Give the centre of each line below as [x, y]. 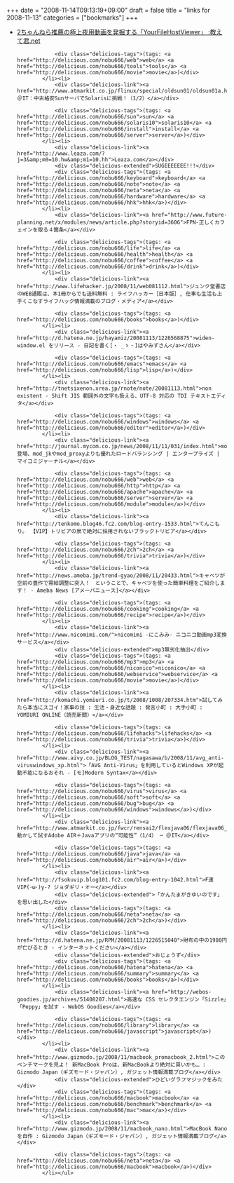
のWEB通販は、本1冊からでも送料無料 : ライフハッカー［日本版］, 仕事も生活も [117, 294]
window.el [31, 346]
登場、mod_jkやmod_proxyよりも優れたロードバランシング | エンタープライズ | [118, 454]
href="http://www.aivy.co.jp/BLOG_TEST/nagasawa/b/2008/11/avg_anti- [121, 758]
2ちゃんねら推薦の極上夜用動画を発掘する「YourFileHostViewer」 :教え [119, 32]
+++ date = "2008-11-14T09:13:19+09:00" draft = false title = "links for [109, 10]
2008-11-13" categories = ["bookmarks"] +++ [72, 18]
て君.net [28, 41]
